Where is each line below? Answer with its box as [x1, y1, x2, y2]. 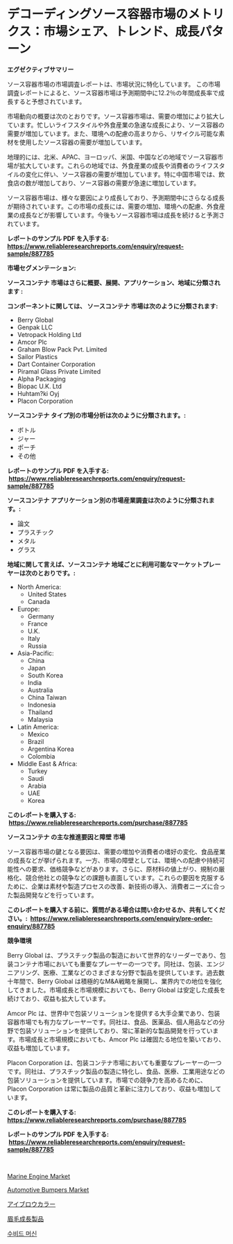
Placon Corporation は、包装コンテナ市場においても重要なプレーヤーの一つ [7, 1058, 222, 1066]
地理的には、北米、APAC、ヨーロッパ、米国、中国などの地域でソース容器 [7, 153, 218, 161]
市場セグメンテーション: [7, 264, 76, 272]
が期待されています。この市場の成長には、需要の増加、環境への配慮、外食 [7, 202, 220, 210]
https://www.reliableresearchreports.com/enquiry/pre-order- [30, 914, 213, 922]
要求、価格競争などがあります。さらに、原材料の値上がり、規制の [31, 865, 219, 873]
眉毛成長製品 [7, 1214, 44, 1223]
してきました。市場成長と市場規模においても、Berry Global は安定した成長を [7, 985, 226, 994]
